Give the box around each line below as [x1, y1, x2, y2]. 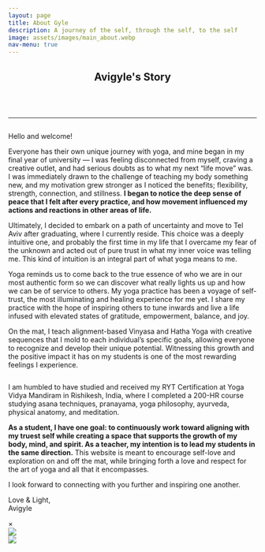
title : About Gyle [8, 19, 69, 27]
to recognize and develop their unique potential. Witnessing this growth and [8, 343, 255, 352]
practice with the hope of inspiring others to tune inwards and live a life [8, 303, 240, 312]
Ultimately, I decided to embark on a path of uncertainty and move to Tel [8, 220, 244, 229]
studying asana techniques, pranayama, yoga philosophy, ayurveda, [8, 399, 230, 408]
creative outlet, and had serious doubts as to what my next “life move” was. [8, 163, 254, 173]
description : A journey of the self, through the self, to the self [8, 26, 238, 34]
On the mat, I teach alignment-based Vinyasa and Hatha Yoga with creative [8, 326, 252, 336]
